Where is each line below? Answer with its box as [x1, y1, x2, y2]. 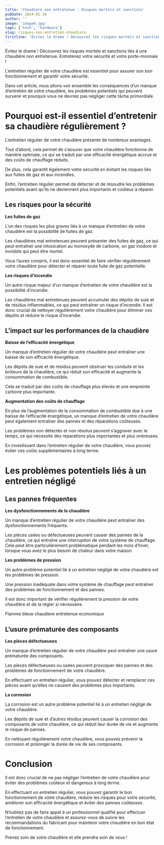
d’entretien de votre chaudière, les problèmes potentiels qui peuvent [5, 88, 143, 94]
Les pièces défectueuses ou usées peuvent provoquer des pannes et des [5, 662, 153, 668]
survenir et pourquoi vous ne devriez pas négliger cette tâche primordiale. [5, 93, 155, 99]
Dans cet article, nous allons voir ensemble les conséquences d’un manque [5, 82, 157, 88]
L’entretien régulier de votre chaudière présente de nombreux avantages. [5, 137, 152, 143]
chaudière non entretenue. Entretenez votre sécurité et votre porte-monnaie [5, 53, 158, 59]
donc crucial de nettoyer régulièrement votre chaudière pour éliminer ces [5, 307, 152, 313]
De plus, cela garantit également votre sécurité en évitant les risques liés [5, 166, 151, 172]
